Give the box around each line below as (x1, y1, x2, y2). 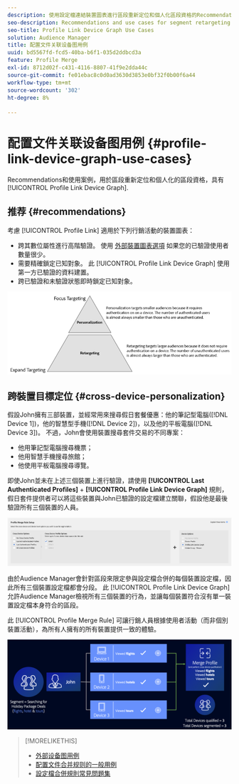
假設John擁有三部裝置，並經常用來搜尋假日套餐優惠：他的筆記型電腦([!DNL (7, 410, 228, 419)
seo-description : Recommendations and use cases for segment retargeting (7, 19, 231, 26)
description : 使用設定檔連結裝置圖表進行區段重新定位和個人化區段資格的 (7, 11, 198, 19)
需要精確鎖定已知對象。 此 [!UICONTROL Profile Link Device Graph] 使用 (17, 258, 230, 267)
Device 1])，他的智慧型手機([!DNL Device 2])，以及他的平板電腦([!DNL (7, 419, 213, 428)
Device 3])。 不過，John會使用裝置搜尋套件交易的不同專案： (7, 428, 186, 437)
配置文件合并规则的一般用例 (35, 761, 117, 769)
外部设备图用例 (35, 751, 80, 760)
